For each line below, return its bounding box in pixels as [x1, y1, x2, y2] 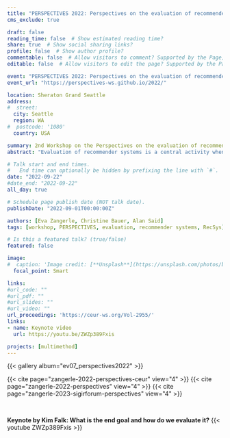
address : [7, 98, 32, 105]
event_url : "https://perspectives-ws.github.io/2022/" [7, 79, 167, 86]
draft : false [7, 29, 44, 36]
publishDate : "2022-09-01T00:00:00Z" [7, 205, 115, 212]
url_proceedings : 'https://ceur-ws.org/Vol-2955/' [7, 312, 155, 319]
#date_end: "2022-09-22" [7, 180, 78, 187]
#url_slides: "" [7, 299, 53, 306]
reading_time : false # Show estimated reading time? [7, 35, 164, 42]
